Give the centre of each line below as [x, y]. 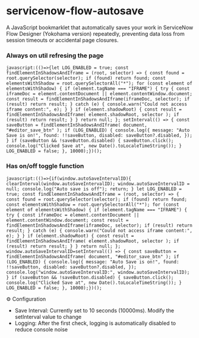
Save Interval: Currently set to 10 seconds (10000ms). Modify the [94, 310]
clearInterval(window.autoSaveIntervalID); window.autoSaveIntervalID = [98, 184]
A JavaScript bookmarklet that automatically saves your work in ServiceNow [100, 27]
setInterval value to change [48, 317]
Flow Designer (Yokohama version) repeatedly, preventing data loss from [96, 33]
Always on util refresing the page [55, 55]
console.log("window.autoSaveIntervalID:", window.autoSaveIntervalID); [98, 272]
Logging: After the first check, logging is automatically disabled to [95, 323]
